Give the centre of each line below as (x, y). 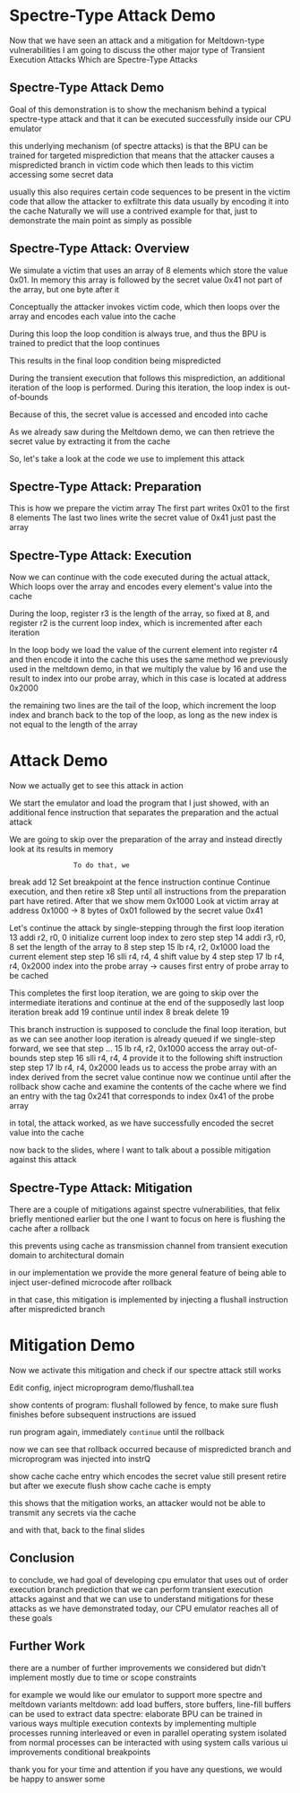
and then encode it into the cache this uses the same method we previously (149, 659)
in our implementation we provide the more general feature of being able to (148, 1272)
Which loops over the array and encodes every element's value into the (141, 587)
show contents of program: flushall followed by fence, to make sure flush (144, 1405)
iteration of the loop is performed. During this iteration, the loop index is (141, 387)
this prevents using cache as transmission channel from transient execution (149, 1245)
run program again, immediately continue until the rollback (117, 1432)
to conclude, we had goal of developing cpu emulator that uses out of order (149, 1580)
